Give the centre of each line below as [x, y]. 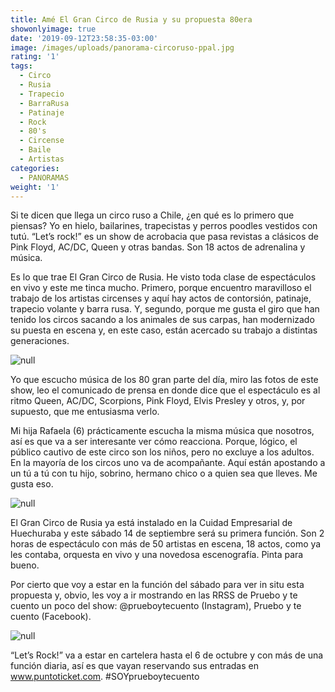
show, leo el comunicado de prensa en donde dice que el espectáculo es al [165, 390]
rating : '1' [35, 57]
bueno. [25, 565]
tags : [21, 66]
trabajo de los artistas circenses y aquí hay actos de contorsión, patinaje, [161, 298]
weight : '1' [35, 187]
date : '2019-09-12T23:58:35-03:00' [84, 38]
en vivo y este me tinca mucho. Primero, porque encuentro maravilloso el [161, 288]
